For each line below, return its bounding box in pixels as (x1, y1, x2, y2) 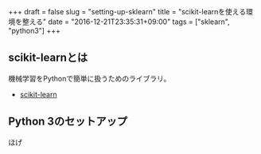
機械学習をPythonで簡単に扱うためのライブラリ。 (8, 73, 171, 83)
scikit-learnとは (8, 51, 88, 65)
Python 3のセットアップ (8, 115, 127, 128)
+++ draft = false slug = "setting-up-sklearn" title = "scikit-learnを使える (8, 7, 247, 16)
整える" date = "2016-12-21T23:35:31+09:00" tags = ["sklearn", (21, 17, 230, 26)
